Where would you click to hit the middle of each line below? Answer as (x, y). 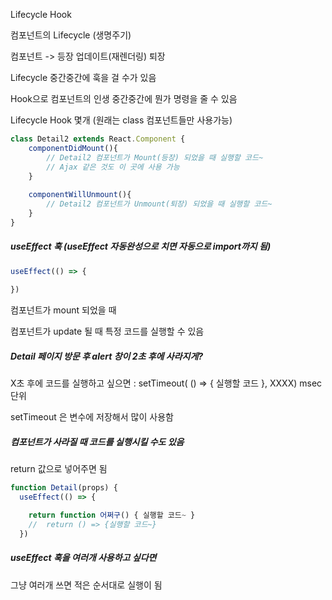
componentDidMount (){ (73, 148)
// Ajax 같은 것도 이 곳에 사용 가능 (113, 167)
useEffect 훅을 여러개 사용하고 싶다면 (83, 558)
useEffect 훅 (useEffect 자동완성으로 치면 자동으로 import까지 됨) (141, 246)
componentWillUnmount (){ (80, 195)
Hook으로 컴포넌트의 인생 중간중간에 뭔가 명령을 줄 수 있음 (124, 98)
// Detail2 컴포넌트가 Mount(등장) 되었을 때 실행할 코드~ (155, 157)
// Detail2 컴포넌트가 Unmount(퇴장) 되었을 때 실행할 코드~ (159, 204)
